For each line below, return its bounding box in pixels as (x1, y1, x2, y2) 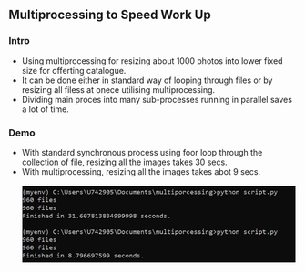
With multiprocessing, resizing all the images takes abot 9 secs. (21, 166, 261, 176)
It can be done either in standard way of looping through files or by (21, 75, 273, 86)
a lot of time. (21, 104, 69, 115)
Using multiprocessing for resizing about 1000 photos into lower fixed (21, 55, 283, 66)
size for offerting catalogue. (21, 65, 127, 76)
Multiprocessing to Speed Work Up (8, 7, 211, 23)
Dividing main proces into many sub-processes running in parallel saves (21, 94, 293, 105)
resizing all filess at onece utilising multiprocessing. (21, 84, 216, 95)
